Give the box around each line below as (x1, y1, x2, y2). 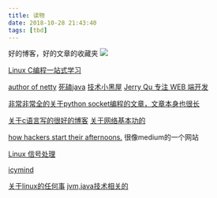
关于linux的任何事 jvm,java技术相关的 (8, 181, 129, 191)
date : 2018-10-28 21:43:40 (8, 19, 97, 27)
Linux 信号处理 (8, 149, 56, 159)
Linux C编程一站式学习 (8, 65, 81, 75)
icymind (8, 165, 34, 174)
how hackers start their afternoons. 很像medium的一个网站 (8, 133, 199, 142)
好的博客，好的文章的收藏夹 (8, 49, 99, 58)
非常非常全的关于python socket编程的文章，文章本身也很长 (8, 99, 200, 109)
